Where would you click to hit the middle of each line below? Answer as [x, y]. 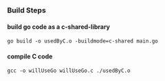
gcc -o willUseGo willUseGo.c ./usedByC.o [69, 71]
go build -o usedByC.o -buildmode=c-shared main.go [82, 41]
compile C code [30, 56]
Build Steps [26, 10]
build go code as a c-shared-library [58, 27]
